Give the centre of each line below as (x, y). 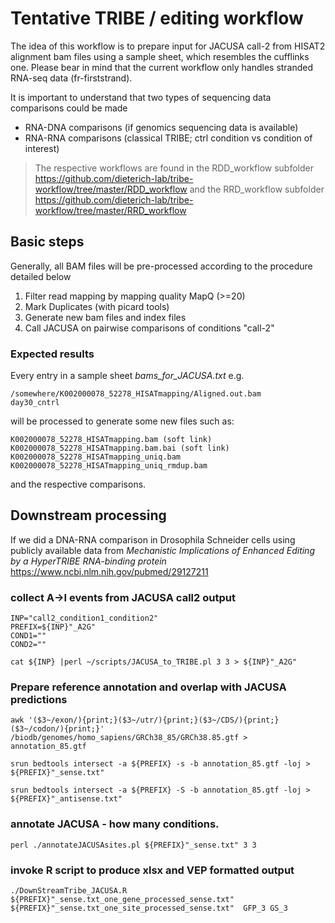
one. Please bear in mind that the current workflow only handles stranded (162, 67)
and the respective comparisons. (78, 484)
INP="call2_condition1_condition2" (84, 618)
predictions (39, 700)
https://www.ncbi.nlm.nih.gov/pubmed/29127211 (109, 571)
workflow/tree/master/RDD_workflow (111, 189)
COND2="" (28, 645)
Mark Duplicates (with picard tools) (97, 306)
